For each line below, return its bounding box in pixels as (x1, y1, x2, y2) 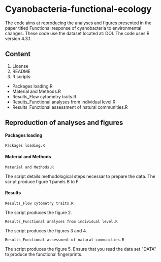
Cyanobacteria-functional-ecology (5, 3, 152, 15)
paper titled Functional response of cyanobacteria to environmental (5, 25, 142, 31)
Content (5, 50, 31, 58)
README (12, 68, 31, 74)
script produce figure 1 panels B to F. (5, 178, 80, 184)
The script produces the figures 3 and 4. (5, 227, 87, 233)
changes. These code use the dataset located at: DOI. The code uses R (5, 30, 150, 36)
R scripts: (12, 73, 32, 80)
